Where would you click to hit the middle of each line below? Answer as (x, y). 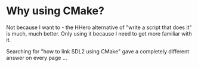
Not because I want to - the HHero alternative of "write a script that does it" (99, 27)
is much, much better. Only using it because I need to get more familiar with (99, 33)
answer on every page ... (37, 58)
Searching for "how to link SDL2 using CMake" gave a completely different (98, 51)
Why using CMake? (55, 11)
